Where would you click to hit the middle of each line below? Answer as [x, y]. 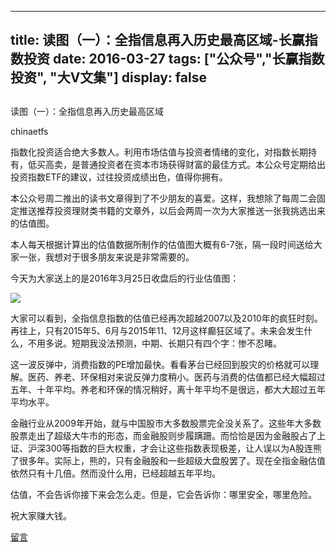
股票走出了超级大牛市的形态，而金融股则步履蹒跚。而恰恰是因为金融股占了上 [168, 435]
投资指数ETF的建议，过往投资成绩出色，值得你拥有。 [119, 177]
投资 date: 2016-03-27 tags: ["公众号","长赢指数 [174, 59]
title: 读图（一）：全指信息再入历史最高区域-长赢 [157, 40]
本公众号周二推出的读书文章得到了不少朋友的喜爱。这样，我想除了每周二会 [163, 198]
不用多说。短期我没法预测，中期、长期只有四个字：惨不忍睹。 [154, 343]
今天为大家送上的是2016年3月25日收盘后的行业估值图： [125, 278]
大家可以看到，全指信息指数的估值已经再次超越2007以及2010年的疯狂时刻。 [166, 318]
